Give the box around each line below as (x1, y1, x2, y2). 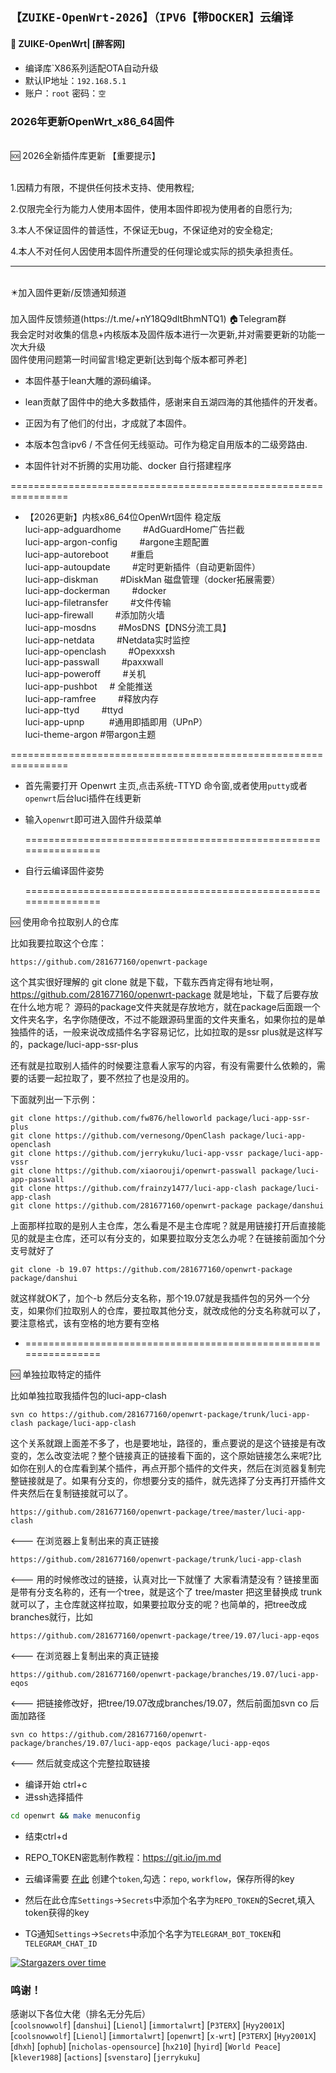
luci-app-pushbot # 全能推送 (24, 680, 153, 692)
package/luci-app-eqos (175, 1738, 271, 1748)
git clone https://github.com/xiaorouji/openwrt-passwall (10, 1165, 257, 1176)
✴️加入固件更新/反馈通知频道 (10, 286, 127, 298)
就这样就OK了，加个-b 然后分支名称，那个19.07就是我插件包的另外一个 (10, 1292, 302, 1304)
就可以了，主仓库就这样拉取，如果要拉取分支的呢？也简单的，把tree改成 (10, 1598, 307, 1610)
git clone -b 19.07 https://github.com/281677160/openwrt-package (10, 1264, 293, 1274)
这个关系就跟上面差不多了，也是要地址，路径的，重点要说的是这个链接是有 (10, 1437, 317, 1449)
